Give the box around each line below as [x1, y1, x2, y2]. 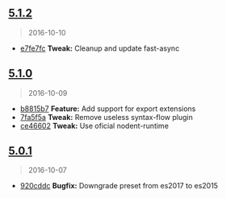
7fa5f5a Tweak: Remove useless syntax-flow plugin [19, 112, 194, 122]
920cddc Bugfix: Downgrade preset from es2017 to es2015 [19, 181, 219, 191]
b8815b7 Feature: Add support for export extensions [19, 104, 196, 113]
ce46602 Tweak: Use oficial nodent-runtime [19, 121, 169, 130]
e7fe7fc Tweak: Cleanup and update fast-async [19, 43, 180, 53]
